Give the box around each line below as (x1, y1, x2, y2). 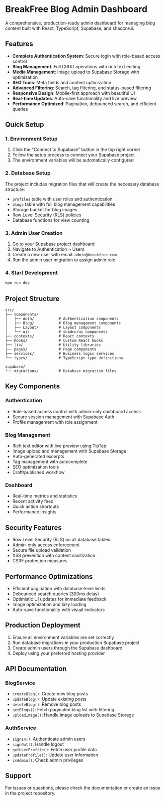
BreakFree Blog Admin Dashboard (5, 3, 148, 15)
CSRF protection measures (12, 558, 68, 564)
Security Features (5, 523, 62, 532)
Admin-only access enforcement (12, 542, 80, 548)
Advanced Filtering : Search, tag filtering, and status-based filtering (12, 85, 152, 91)
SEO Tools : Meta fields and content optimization (12, 79, 112, 85)
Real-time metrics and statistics (12, 493, 78, 499)
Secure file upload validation (12, 547, 71, 553)
